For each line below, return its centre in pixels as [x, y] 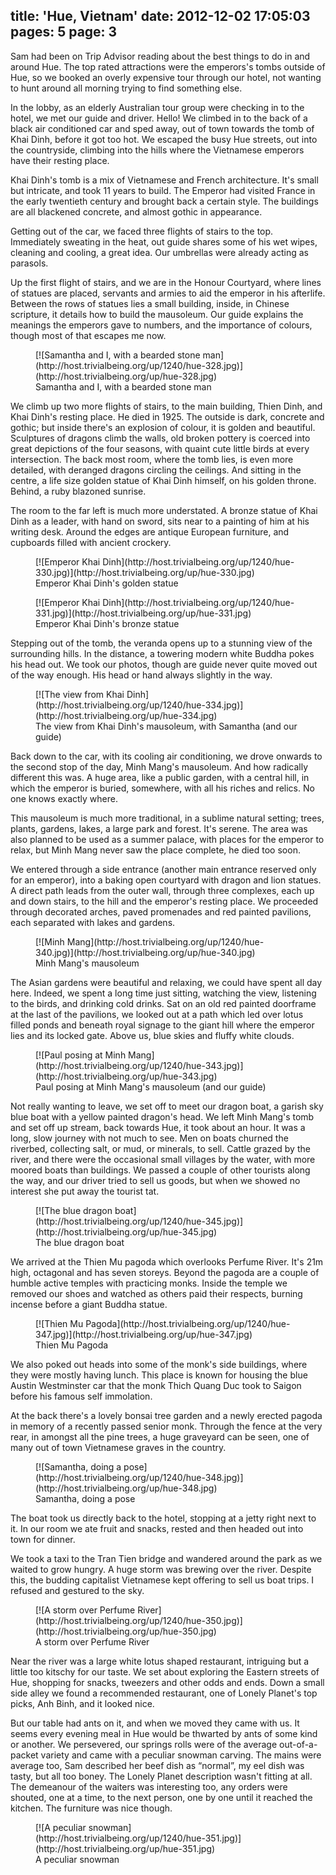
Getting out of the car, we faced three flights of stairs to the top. [142, 231]
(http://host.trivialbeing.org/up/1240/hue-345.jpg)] [139, 1221]
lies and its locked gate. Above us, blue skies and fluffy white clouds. [152, 1035]
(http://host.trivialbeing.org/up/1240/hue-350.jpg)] [139, 1620]
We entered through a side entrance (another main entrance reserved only [163, 869]
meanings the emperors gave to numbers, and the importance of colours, [161, 325]
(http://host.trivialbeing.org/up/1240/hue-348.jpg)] [139, 1477]
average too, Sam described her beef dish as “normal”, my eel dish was [157, 1765]
